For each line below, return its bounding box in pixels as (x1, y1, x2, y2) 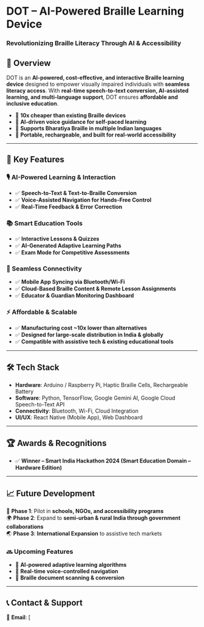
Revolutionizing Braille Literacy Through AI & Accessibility (6, 39, 182, 48)
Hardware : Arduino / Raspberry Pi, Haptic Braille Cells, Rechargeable (15, 381, 188, 389)
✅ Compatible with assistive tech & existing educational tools (15, 338, 174, 345)
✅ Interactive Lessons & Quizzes (15, 235, 100, 242)
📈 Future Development (6, 488, 95, 498)
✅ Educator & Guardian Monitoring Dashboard (15, 292, 134, 299)
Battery (15, 388, 34, 395)
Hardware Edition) (15, 464, 63, 472)
